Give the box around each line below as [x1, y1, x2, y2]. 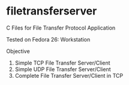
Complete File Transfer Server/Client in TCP [14, 72, 124, 79]
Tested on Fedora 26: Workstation [6, 36, 91, 43]
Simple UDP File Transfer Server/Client [14, 65, 111, 73]
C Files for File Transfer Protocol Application [6, 24, 116, 31]
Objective [6, 47, 30, 55]
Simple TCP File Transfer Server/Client [14, 59, 110, 66]
